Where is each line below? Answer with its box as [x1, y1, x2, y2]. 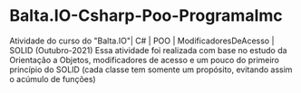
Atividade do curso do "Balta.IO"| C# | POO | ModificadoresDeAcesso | [9, 35, 275, 46]
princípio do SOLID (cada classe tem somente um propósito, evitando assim [9, 64, 293, 75]
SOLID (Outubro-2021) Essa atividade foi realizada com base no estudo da [9, 44, 287, 55]
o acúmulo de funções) [9, 73, 97, 84]
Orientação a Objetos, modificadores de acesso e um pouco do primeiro [9, 54, 279, 65]
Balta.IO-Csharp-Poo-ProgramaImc [9, 5, 283, 26]
